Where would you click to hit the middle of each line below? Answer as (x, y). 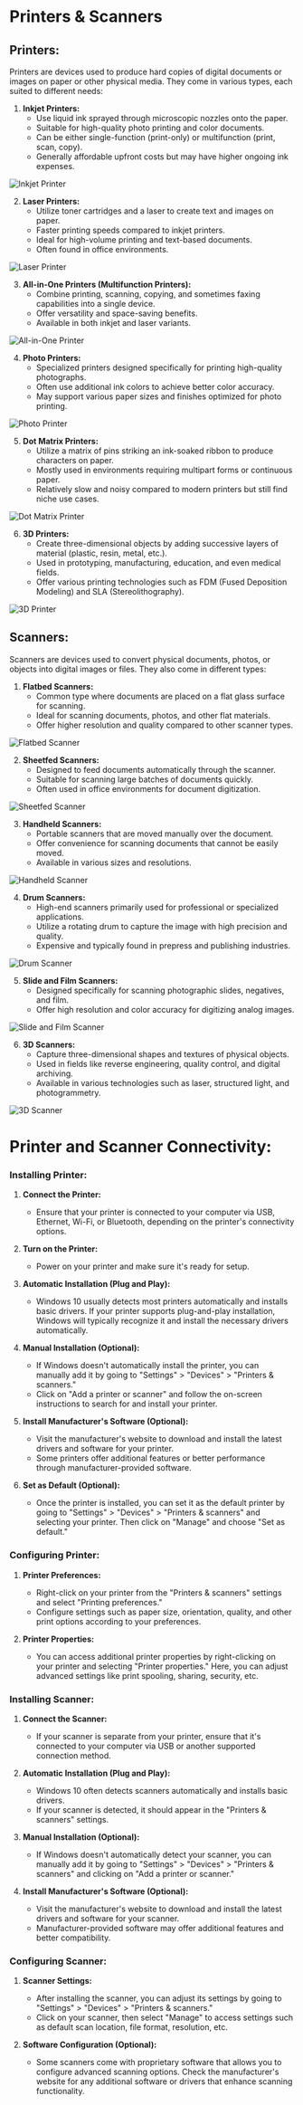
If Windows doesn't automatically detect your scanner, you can (153, 1854)
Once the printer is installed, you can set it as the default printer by (160, 1503)
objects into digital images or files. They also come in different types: (138, 669)
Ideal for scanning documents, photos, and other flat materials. (153, 715)
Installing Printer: (48, 1175)
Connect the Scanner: (65, 1719)
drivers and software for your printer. (105, 1449)
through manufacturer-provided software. (114, 1468)
